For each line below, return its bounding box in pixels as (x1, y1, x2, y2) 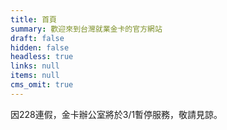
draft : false (10, 33, 65, 43)
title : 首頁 (10, 14, 57, 25)
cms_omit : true (10, 80, 74, 90)
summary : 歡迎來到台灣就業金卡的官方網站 (10, 24, 163, 34)
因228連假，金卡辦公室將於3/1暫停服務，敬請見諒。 (10, 108, 223, 120)
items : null (10, 71, 60, 81)
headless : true (10, 52, 74, 62)
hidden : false (10, 42, 70, 53)
